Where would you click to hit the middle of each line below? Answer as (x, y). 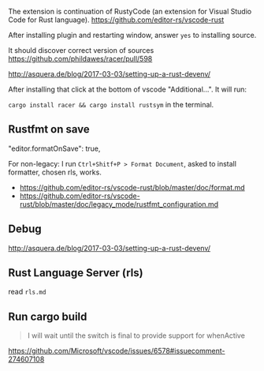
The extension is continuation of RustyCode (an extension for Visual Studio (130, 11)
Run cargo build (48, 316)
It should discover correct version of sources (81, 50)
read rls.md (27, 292)
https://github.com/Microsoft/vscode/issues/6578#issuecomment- (117, 351)
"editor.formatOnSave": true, (54, 148)
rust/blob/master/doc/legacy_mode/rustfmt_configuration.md (119, 204)
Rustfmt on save (49, 129)
